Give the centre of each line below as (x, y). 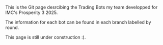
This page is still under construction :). (46, 37)
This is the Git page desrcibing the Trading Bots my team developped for (81, 7)
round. (12, 27)
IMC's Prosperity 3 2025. (32, 12)
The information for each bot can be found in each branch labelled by (78, 22)
